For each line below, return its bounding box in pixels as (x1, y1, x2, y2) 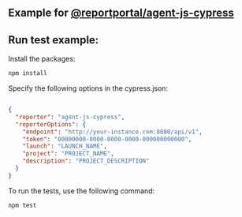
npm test (8, 201, 37, 209)
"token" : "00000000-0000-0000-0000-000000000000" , (22, 135, 192, 143)
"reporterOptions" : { (15, 120, 87, 129)
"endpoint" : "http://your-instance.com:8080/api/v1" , (22, 128, 203, 136)
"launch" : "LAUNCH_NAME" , (22, 142, 108, 151)
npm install (8, 69, 47, 77)
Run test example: (8, 33, 99, 47)
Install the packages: (8, 54, 76, 64)
